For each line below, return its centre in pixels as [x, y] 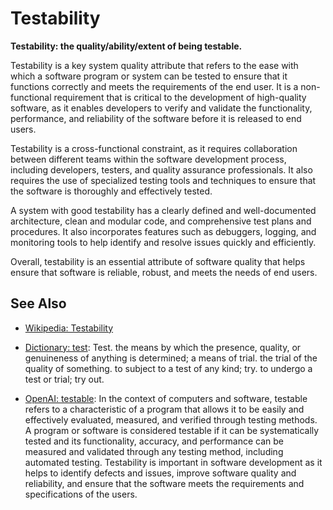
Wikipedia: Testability [69, 328]
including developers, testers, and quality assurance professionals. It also [161, 169]
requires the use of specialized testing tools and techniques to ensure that [163, 180]
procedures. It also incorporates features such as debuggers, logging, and [163, 231]
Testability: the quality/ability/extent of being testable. [126, 46]
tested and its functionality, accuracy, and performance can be [154, 441]
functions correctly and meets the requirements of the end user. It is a [154, 86]
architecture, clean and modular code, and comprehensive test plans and [161, 221]
